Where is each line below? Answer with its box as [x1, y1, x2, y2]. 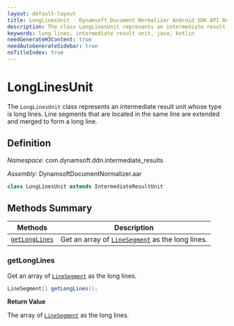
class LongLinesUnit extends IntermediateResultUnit [7, 183, 164, 190]
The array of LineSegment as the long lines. [7, 311, 130, 320]
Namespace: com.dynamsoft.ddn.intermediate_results [7, 156, 164, 164]
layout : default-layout [7, 10, 77, 17]
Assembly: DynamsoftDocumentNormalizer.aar [7, 169, 142, 178]
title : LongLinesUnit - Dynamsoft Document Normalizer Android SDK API [7, 17, 219, 24]
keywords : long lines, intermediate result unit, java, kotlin [7, 29, 195, 37]
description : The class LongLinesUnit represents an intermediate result [7, 23, 226, 30]
